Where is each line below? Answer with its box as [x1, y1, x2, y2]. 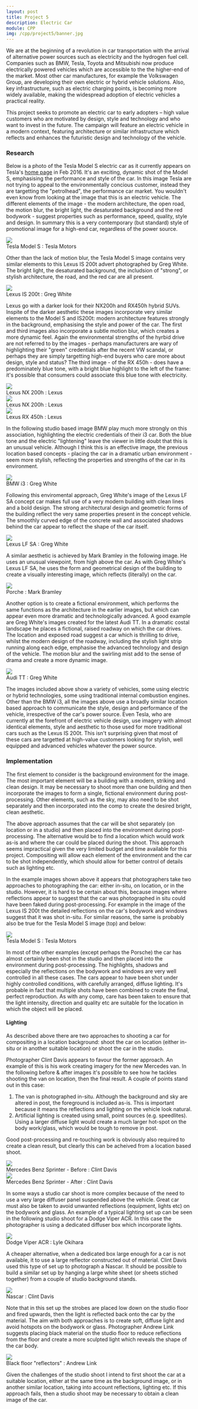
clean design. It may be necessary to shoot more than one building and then [6, 783, 192, 790]
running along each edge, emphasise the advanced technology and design [6, 644, 189, 651]
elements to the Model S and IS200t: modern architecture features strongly [6, 315, 189, 322]
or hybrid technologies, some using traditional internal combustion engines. [6, 692, 190, 699]
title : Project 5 [6, 14, 49, 20]
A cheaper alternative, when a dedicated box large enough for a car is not [6, 1250, 186, 1257]
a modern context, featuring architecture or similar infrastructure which [6, 128, 180, 135]
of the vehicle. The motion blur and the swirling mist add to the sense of [6, 650, 181, 657]
